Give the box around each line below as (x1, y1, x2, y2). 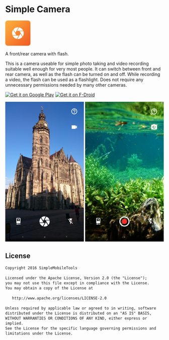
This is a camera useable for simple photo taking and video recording (5, 60, 149, 66)
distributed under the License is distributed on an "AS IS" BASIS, (5, 311, 152, 316)
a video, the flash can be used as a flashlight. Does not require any (5, 77, 144, 83)
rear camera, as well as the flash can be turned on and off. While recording (5, 71, 160, 77)
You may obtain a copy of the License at (5, 286, 94, 291)
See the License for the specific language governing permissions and (5, 326, 156, 331)
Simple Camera (5, 4, 70, 15)
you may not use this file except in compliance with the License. (5, 281, 150, 286)
